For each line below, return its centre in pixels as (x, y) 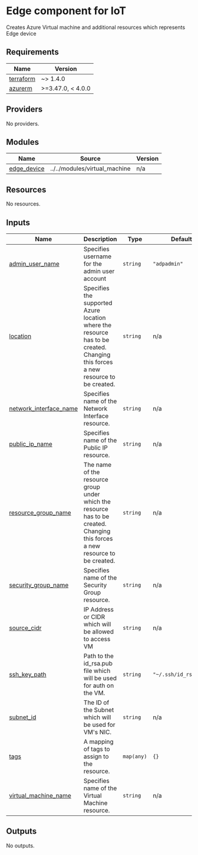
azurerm (21, 88)
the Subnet (99, 710)
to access (97, 639)
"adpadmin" (168, 264)
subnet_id (23, 717)
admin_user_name (34, 264)
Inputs (18, 222)
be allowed (98, 632)
